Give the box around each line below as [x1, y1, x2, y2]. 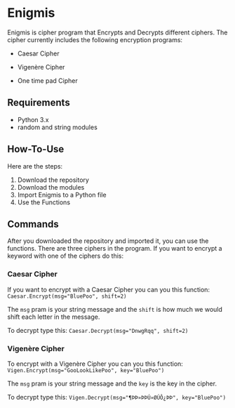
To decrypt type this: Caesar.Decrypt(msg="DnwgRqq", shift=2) [7, 326, 189, 334]
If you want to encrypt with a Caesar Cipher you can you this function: [7, 285, 210, 294]
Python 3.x [17, 115, 49, 124]
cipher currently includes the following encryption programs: [7, 35, 183, 44]
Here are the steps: [7, 162, 63, 170]
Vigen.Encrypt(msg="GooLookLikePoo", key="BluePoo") [7, 367, 165, 374]
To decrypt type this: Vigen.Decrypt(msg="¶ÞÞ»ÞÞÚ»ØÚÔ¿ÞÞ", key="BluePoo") [7, 393, 227, 401]
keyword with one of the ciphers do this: [7, 251, 124, 261]
